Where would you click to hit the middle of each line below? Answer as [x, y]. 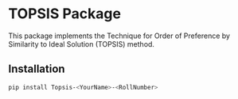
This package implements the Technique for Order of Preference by [119, 36]
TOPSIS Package [65, 14]
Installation [37, 69]
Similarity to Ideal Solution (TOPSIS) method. [82, 44]
